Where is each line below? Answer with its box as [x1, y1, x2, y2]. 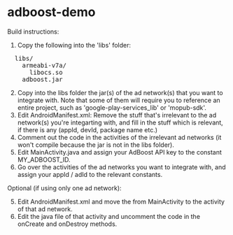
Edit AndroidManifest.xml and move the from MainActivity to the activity [17, 197, 225, 206]
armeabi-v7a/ [22, 61, 66, 69]
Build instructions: [7, 27, 59, 36]
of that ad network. [17, 204, 73, 213]
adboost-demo [7, 4, 96, 20]
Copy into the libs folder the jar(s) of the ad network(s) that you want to [17, 88, 223, 97]
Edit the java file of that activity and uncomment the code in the [17, 212, 201, 220]
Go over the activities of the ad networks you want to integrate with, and [17, 162, 226, 171]
